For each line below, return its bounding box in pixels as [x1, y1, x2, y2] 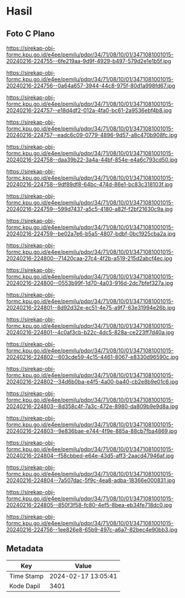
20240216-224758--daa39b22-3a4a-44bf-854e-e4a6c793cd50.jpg [6, 156, 178, 163]
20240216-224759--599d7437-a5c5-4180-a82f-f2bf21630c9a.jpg [6, 205, 173, 212]
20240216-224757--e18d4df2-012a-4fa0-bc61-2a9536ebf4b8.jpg [6, 107, 172, 114]
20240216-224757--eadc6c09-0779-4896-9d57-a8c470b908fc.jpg [6, 132, 177, 138]
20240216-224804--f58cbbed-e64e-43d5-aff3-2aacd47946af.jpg [6, 452, 174, 459]
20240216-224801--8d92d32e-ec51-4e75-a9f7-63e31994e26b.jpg [6, 304, 175, 311]
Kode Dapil [9, 582, 41, 590]
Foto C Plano [6, 29, 55, 39]
